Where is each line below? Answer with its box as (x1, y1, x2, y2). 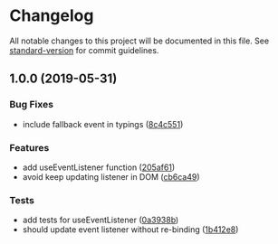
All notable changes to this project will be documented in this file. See (9, 35, 270, 46)
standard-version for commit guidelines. (9, 44, 159, 55)
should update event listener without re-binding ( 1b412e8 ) (22, 224, 239, 235)
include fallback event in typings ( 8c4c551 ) (22, 118, 184, 129)
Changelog (9, 5, 94, 26)
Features (9, 141, 50, 154)
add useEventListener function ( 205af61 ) (22, 162, 176, 173)
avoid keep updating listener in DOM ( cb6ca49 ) (22, 171, 201, 182)
